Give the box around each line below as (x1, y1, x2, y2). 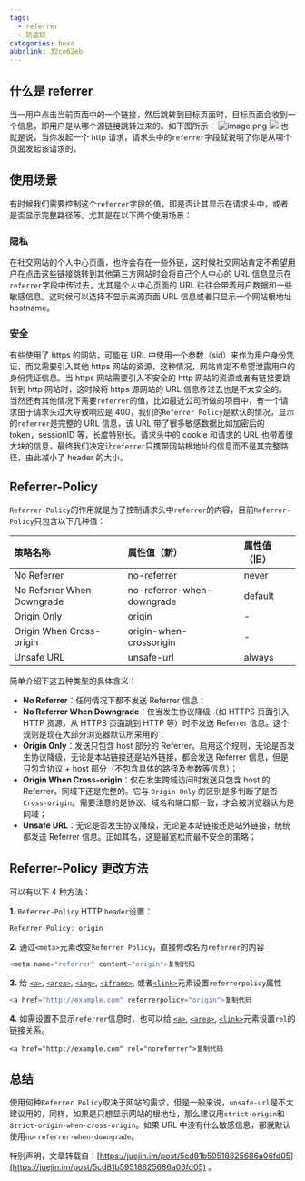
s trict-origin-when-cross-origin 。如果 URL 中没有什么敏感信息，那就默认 (9, 1120, 291, 1131)
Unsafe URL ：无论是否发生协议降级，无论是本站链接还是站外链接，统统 (22, 820, 291, 831)
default (243, 590, 274, 602)
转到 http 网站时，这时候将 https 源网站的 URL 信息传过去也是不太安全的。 (9, 384, 288, 395)
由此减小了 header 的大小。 (25, 452, 129, 463)
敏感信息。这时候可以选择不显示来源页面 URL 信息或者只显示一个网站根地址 (9, 291, 292, 302)
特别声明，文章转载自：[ (9, 1150, 101, 1161)
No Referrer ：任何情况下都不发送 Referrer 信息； (22, 695, 207, 706)
